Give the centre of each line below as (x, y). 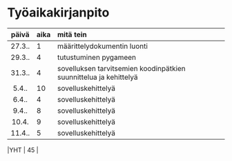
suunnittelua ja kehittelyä (98, 77)
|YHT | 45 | (23, 150)
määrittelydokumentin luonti (103, 46)
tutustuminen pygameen (97, 57)
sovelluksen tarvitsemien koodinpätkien (122, 68)
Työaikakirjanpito (58, 13)
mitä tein (72, 34)
